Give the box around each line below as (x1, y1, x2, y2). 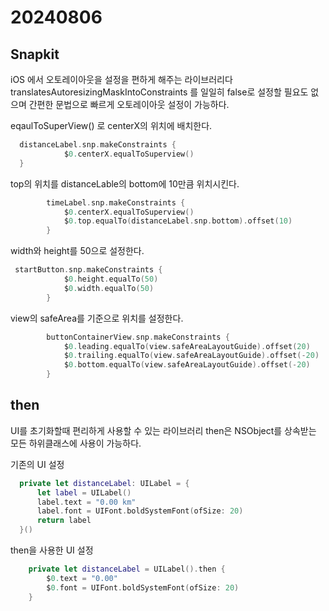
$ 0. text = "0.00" (46, 573, 118, 583)
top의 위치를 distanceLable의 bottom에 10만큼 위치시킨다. (10, 177, 240, 190)
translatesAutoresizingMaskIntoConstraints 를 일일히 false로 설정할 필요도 (10, 86, 309, 98)
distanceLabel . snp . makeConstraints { (19, 140, 177, 150)
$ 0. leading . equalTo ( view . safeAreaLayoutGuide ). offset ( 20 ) (63, 341, 311, 351)
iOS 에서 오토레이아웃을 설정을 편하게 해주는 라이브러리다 (10, 74, 233, 85)
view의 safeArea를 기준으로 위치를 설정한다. (10, 312, 184, 324)
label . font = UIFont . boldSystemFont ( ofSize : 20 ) (36, 506, 244, 516)
